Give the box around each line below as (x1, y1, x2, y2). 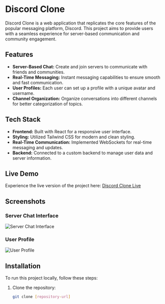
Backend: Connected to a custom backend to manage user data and (12, 150, 153, 156)
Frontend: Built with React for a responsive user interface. (12, 128, 132, 134)
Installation (5, 262, 41, 270)
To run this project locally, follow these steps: (5, 275, 98, 281)
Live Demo (5, 169, 39, 178)
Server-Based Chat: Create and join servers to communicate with (12, 63, 148, 69)
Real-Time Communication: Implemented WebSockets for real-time (12, 139, 152, 145)
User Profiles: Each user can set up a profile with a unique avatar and (12, 85, 156, 91)
